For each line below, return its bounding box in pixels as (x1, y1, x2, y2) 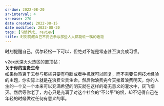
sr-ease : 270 (5, 16, 32, 21)
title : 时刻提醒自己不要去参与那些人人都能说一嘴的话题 (5, 35, 104, 40)
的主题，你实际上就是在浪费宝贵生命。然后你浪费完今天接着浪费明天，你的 (5, 77, 155, 83)
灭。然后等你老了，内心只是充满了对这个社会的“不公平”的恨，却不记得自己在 (5, 89, 159, 95)
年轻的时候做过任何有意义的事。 (5, 95, 69, 101)
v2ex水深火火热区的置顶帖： (5, 59, 62, 64)
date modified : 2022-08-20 (5, 25, 60, 30)
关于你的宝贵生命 (5, 64, 40, 71)
